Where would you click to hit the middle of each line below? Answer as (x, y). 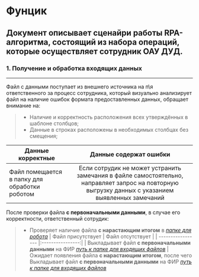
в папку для (26, 179)
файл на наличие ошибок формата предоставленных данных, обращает (97, 99)
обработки (25, 186)
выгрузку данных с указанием (130, 190)
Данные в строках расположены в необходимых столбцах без (109, 129)
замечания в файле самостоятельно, (130, 175)
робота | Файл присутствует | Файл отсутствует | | (93, 236)
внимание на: (23, 106)
